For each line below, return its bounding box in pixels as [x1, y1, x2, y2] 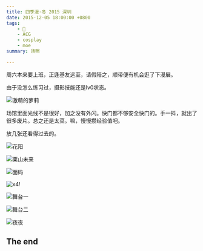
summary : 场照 [6, 48, 41, 54]
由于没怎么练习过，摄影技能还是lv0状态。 [6, 83, 110, 91]
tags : [6, 20, 20, 26]
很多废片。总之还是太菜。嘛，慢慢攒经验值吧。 [6, 117, 123, 124]
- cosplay [17, 37, 42, 43]
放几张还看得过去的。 [6, 129, 59, 137]
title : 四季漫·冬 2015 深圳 [6, 8, 72, 15]
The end [6, 236, 38, 247]
